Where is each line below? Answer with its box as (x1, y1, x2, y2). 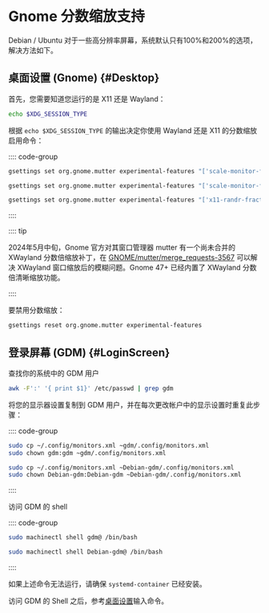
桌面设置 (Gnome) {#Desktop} (8, 71, 160, 85)
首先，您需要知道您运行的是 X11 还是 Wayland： (8, 94, 166, 104)
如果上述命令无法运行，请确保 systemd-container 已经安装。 (8, 579, 207, 589)
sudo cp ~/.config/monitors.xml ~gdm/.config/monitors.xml (8, 441, 210, 449)
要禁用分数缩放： (8, 306, 65, 315)
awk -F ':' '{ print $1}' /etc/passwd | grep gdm (8, 384, 174, 392)
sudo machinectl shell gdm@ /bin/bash (8, 534, 138, 542)
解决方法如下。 (8, 45, 58, 55)
